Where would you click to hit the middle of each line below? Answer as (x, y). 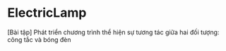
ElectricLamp (47, 13)
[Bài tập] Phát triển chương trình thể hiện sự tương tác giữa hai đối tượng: (113, 32)
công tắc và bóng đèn (39, 39)
